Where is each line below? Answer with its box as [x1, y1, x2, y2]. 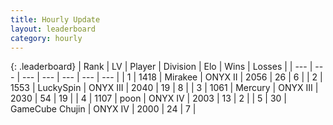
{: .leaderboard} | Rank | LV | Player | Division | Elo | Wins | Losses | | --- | [10, 61, 313, 73]
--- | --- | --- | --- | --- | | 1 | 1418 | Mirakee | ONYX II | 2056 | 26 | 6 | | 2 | [21, 71, 323, 83]
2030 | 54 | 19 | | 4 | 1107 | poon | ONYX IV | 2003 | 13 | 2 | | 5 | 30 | [10, 92, 288, 105]
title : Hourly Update [10, 14, 101, 25]
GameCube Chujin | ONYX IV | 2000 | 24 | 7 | [10, 103, 197, 115]
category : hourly [10, 33, 83, 43]
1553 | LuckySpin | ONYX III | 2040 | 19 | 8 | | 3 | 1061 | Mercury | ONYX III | [10, 82, 319, 94]
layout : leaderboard [10, 24, 97, 34]
